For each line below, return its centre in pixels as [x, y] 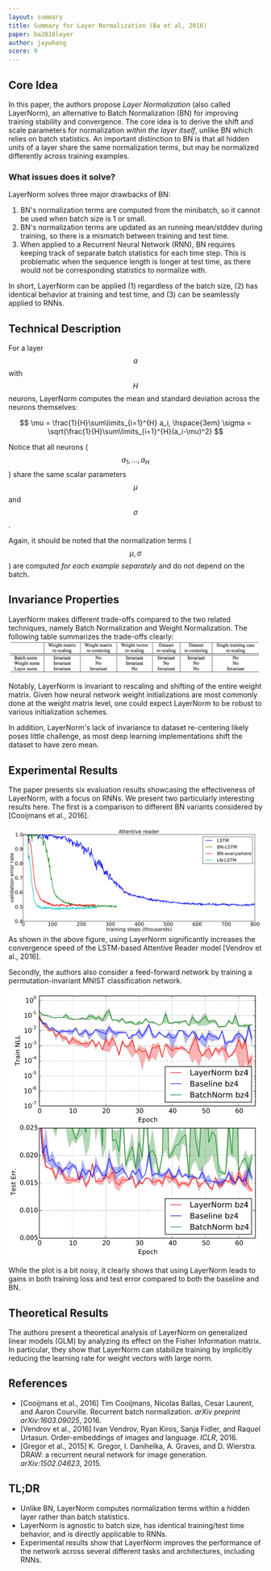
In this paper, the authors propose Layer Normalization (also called [120, 104]
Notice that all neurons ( [48, 447]
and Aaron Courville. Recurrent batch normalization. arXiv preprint [130, 1412]
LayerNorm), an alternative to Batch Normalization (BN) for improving [123, 112]
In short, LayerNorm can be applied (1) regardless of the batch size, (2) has [133, 286]
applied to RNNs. [36, 303]
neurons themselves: [43, 408]
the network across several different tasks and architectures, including [137, 1551]
